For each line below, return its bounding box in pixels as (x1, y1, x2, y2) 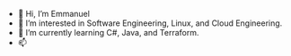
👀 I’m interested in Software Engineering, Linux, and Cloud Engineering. (17, 18, 283, 28)
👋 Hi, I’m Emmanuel (17, 9, 90, 19)
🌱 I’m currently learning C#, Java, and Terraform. (17, 28, 199, 37)
